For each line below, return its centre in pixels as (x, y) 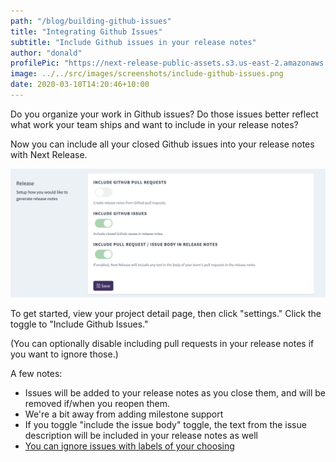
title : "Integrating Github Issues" (86, 31)
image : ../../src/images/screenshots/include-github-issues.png (147, 74)
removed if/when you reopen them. (97, 404)
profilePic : (35, 63)
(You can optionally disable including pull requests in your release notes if (162, 344)
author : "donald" (46, 53)
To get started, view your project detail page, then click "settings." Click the (166, 314)
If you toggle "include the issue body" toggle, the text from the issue (165, 425)
